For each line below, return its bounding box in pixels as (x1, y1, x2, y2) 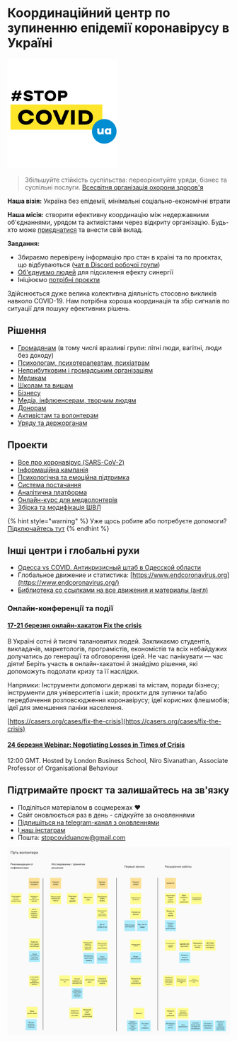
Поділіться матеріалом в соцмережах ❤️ (17, 803, 141, 811)
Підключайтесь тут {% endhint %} (7, 524, 110, 533)
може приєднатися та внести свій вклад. (18, 225, 144, 234)
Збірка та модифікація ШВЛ (17, 503, 101, 511)
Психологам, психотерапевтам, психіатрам (17, 359, 150, 367)
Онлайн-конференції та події (7, 603, 113, 613)
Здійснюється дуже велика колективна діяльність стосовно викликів (7, 289, 217, 298)
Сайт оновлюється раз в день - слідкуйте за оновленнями (17, 810, 195, 819)
